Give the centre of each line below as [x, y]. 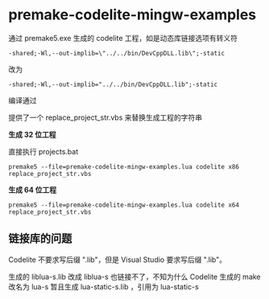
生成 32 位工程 [32, 134]
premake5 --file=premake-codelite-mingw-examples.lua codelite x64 [124, 205]
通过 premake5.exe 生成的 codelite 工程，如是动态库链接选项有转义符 [123, 38]
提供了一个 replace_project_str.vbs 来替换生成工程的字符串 [106, 117]
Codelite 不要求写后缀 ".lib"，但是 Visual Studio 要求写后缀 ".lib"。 [118, 260]
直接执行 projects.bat [43, 151]
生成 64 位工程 [33, 190]
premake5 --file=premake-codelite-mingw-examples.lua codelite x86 [124, 166]
